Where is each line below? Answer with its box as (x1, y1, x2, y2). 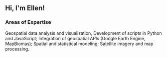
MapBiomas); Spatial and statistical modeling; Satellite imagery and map (5, 41, 154, 47)
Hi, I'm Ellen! (5, 4, 45, 12)
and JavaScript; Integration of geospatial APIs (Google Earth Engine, (5, 35, 146, 41)
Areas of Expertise (5, 19, 51, 26)
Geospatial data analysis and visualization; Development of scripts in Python (5, 30, 162, 36)
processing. (5, 46, 30, 52)
